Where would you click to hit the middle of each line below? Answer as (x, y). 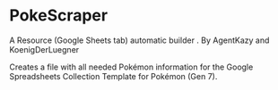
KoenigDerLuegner (44, 49)
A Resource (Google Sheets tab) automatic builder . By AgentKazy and (139, 40)
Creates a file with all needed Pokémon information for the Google (131, 67)
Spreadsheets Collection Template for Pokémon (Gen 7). (113, 76)
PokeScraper (59, 16)
